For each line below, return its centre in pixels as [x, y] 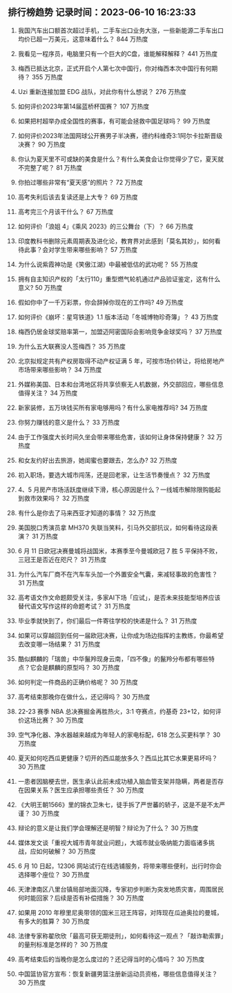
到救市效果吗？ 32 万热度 [54, 498]
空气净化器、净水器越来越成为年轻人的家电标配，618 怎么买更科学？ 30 [119, 735]
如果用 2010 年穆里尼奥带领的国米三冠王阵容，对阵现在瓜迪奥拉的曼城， [120, 912]
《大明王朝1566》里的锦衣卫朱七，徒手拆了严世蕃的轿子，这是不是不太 [118, 804]
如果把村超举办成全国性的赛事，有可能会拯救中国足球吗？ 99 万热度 [114, 121]
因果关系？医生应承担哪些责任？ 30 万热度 [84, 790]
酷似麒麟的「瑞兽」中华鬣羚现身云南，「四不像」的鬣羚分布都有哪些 [113, 659]
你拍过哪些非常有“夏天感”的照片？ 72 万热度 [80, 182]
